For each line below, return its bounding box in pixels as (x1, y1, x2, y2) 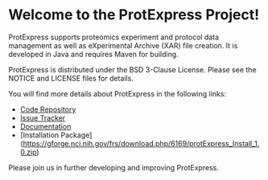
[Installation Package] (19, 130, 93, 140)
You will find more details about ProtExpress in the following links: (8, 88, 227, 98)
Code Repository (19, 104, 76, 114)
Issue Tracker (19, 112, 66, 122)
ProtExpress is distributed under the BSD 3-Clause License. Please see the (8, 64, 257, 74)
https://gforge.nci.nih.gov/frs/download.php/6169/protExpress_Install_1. (23, 138, 260, 148)
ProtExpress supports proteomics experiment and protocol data (8, 32, 220, 42)
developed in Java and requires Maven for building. (8, 49, 179, 59)
